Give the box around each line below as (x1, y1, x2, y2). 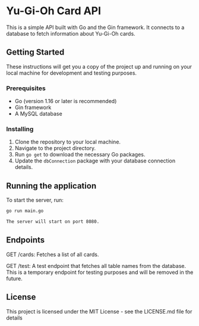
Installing (6, 124, 34, 133)
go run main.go (6, 208, 44, 214)
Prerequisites (6, 84, 46, 92)
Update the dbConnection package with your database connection (14, 157, 176, 164)
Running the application (6, 181, 97, 191)
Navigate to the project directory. (14, 145, 96, 152)
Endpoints (6, 235, 45, 245)
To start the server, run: (6, 197, 64, 204)
